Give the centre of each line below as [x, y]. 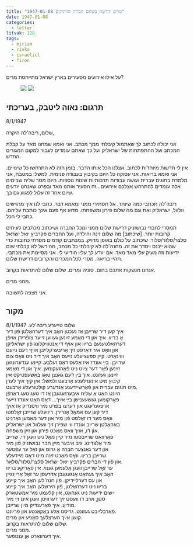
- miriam [22, 44]
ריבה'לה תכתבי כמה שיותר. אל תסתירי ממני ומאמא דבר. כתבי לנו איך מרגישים [91, 204]
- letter [22, 28]
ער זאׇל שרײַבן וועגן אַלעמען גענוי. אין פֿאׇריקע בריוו [59, 468]
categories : [20, 22]
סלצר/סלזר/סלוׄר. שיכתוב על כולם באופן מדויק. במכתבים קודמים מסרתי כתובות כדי [96, 240]
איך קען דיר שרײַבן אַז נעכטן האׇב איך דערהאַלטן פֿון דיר [65, 331]
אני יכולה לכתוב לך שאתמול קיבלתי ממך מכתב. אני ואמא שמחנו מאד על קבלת [91, 144]
